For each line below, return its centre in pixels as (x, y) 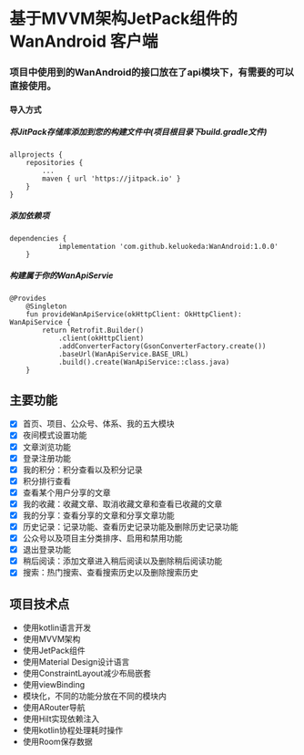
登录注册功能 (46, 458)
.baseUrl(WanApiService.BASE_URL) (123, 354)
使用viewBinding (54, 685)
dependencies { (38, 238)
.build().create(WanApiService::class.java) (144, 362)
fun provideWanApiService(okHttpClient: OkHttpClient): (134, 314)
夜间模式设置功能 (55, 435)
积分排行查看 (46, 481)
